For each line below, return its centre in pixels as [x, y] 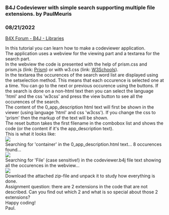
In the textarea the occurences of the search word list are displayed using [82, 75]
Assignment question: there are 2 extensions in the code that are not [76, 187]
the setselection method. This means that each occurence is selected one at [84, 80]
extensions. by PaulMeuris [39, 14]
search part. [18, 59]
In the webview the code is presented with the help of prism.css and [76, 64]
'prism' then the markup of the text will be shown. [57, 118]
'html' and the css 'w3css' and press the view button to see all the [74, 96]
